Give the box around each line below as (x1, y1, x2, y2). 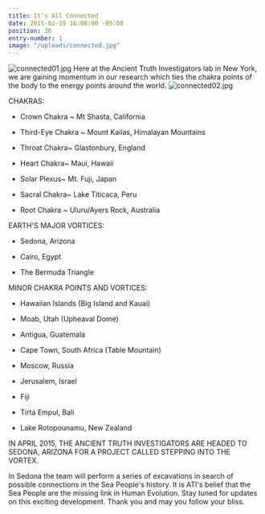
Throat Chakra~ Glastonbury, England (19, 143, 146, 153)
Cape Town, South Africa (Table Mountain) (19, 345, 162, 355)
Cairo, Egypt (19, 252, 62, 262)
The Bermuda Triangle (19, 267, 95, 277)
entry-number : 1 (8, 34, 63, 43)
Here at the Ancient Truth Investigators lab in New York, (73, 63, 258, 73)
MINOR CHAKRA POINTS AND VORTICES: (8, 283, 148, 293)
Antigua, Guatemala (19, 330, 86, 340)
